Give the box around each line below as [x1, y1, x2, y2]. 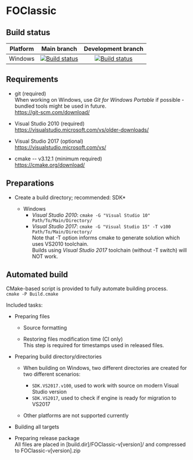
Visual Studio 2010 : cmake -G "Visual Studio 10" [31, 211, 150, 218]
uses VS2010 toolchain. [31, 240, 89, 247]
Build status [6, 28, 51, 37]
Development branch [83, 45, 144, 53]
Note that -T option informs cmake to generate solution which [31, 234, 180, 241]
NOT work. [31, 253, 58, 260]
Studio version [31, 388, 67, 396]
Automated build [6, 270, 68, 280]
